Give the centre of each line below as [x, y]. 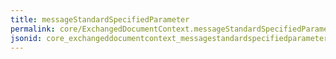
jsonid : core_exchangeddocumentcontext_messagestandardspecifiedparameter [169, 38]
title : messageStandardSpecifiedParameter [100, 19]
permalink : [33, 29]
